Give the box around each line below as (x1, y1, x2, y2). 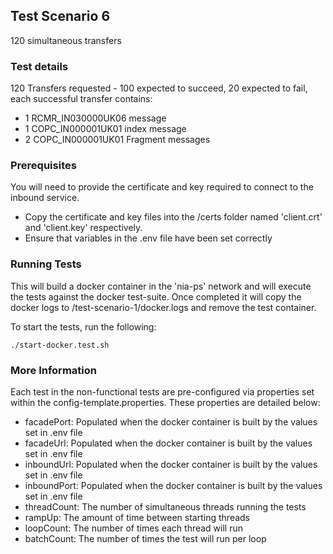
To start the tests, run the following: (10, 320, 157, 333)
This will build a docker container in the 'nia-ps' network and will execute (10, 280, 312, 292)
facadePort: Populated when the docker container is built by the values (24, 416, 318, 428)
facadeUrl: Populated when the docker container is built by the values (24, 437, 313, 449)
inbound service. (10, 192, 80, 204)
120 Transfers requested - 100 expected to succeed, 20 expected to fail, (10, 82, 308, 94)
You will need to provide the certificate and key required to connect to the (10, 181, 314, 193)
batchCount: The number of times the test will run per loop (24, 533, 267, 544)
